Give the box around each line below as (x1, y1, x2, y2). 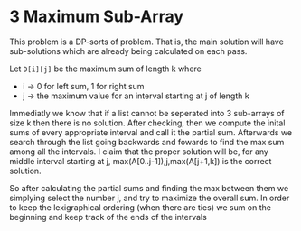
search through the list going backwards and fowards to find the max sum (9, 136, 285, 147)
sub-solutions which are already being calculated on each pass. (9, 45, 248, 56)
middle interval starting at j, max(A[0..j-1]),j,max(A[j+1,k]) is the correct (9, 155, 272, 166)
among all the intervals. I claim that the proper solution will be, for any (9, 146, 269, 157)
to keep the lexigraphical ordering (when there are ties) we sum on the (9, 201, 271, 213)
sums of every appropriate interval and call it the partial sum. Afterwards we (9, 126, 292, 137)
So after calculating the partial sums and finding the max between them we (9, 182, 289, 193)
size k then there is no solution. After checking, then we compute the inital (9, 117, 286, 128)
